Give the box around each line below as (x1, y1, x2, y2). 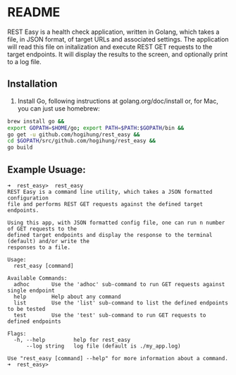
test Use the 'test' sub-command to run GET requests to (13, 312, 206, 319)
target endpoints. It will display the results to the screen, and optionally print (7, 50, 228, 59)
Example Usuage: (7, 164, 86, 176)
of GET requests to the (7, 225, 77, 233)
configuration (7, 195, 49, 202)
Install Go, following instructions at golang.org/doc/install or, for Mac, (17, 97, 218, 105)
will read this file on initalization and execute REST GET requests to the (7, 42, 213, 51)
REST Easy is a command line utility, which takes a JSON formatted (7, 188, 213, 195)
